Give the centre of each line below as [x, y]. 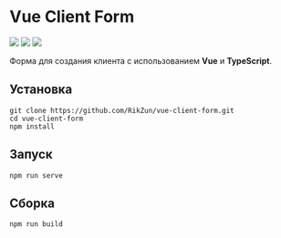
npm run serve [36, 175]
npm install [32, 126]
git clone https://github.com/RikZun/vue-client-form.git [122, 110]
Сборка [32, 203]
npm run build [36, 224]
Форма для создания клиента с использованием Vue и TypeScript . [140, 60]
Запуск [31, 155]
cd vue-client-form [47, 119]
